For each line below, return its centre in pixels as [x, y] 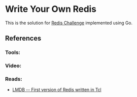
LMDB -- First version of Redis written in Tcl [57, 90]
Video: [13, 66]
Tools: [13, 52]
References [23, 38]
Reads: [14, 79]
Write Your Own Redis [51, 9]
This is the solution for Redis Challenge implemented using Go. [69, 23]
